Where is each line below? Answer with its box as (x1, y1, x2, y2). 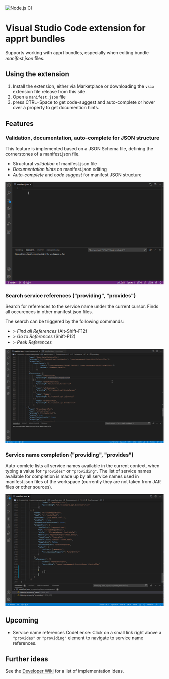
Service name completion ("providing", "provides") (5, 451, 134, 458)
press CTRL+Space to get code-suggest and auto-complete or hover (12, 99, 156, 105)
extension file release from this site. (12, 88, 87, 94)
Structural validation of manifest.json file (12, 161, 97, 167)
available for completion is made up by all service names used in (5, 473, 139, 479)
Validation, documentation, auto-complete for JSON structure (5, 134, 160, 141)
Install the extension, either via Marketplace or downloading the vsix (12, 83, 155, 89)
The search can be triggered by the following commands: (5, 318, 124, 324)
